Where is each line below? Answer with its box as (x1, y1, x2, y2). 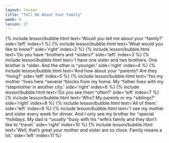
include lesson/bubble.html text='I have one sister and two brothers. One (5, 57, 158, 63)
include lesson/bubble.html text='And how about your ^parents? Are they (5, 68, 157, 74)
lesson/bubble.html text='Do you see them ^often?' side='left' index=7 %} (5, 89, 159, 95)
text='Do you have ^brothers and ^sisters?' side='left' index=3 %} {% (5, 52, 150, 58)
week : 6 (5, 17, 22, 22)
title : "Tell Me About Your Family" (5, 12, 82, 17)
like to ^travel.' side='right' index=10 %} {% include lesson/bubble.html (5, 122, 153, 128)
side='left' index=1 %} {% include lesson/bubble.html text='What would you (5, 41, 163, 47)
